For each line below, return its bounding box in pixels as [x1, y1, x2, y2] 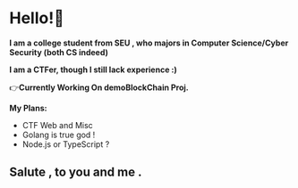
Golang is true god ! [21, 129, 96, 140]
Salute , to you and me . [9, 165, 142, 180]
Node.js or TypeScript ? [21, 138, 110, 150]
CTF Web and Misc [21, 119, 94, 130]
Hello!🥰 [9, 8, 64, 29]
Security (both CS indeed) [9, 46, 109, 57]
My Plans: [9, 102, 47, 113]
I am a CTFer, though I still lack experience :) [9, 64, 177, 75]
